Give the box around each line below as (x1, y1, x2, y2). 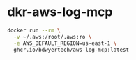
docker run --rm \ (7, 27, 61, 34)
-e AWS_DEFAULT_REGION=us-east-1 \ (13, 39, 117, 47)
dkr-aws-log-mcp (7, 4, 113, 20)
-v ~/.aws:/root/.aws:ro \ (13, 33, 92, 40)
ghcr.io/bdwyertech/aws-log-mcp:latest (13, 46, 130, 53)
